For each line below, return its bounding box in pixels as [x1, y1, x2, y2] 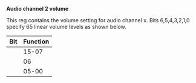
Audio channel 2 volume [6, 5, 69, 12]
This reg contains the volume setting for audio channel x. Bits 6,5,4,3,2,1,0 [6, 17, 190, 23]
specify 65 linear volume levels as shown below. [6, 23, 127, 30]
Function [23, 37, 50, 46]
